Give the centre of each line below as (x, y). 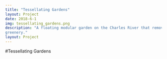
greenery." (16, 32)
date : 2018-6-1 (21, 19)
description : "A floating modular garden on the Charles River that (78, 28)
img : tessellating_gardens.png (38, 23)
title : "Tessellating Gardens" (38, 10)
